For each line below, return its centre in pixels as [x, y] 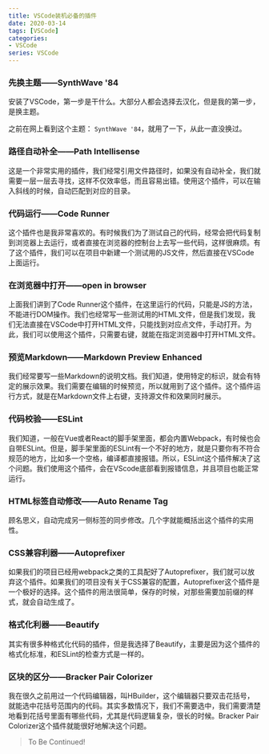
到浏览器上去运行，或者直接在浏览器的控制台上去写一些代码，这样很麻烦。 [131, 243]
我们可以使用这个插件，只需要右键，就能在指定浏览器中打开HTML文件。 [141, 335]
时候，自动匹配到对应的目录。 [85, 190]
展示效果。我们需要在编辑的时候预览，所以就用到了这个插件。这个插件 [138, 386]
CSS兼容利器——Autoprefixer [67, 553]
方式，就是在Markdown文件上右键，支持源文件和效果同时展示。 [120, 396]
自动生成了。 [57, 602]
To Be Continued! [56, 742]
